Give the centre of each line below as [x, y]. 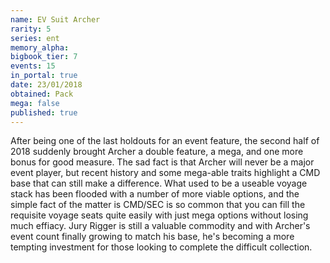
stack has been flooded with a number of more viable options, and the [155, 194]
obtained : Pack [42, 94]
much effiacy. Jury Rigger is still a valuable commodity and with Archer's [160, 226]
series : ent [35, 38]
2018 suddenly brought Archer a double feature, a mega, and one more [157, 152]
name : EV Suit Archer [55, 19]
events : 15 [33, 66]
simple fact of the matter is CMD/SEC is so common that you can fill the [158, 205]
